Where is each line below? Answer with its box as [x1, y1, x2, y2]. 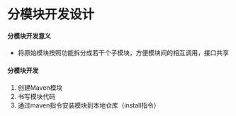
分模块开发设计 [7, 6, 95, 23]
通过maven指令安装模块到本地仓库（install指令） [17, 100, 161, 110]
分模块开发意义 [7, 31, 51, 40]
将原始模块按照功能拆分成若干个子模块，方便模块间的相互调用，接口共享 [17, 49, 229, 57]
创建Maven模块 [17, 83, 63, 92]
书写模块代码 [17, 92, 55, 100]
